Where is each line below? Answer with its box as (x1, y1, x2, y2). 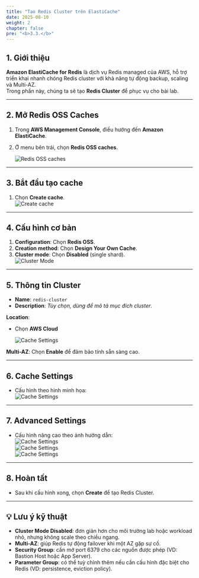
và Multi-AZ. (6, 81, 37, 88)
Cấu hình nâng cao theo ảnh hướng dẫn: (14, 431, 113, 439)
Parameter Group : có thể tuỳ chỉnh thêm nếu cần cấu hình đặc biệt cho (14, 559, 190, 566)
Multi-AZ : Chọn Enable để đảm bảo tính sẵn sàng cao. (6, 348, 140, 355)
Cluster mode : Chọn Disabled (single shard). (14, 251, 126, 258)
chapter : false (6, 25, 44, 31)
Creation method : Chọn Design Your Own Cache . (14, 244, 137, 252)
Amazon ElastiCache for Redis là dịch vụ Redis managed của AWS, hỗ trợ (6, 68, 188, 75)
